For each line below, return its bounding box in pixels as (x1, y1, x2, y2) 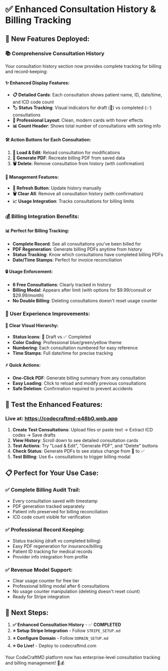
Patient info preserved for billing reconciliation (12, 508, 108, 514)
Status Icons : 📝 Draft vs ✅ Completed (12, 333, 91, 340)
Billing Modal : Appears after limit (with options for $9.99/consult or (12, 287, 152, 293)
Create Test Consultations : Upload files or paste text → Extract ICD (12, 426, 153, 432)
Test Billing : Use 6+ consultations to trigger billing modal (12, 454, 130, 460)
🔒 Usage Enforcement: (5, 269, 53, 275)
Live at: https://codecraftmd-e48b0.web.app (5, 415, 118, 422)
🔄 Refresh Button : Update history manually (12, 185, 102, 191)
